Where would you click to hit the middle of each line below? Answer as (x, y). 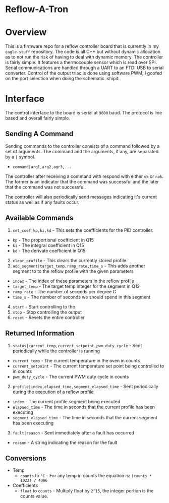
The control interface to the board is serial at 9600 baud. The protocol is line (84, 113)
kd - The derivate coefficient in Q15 (49, 250)
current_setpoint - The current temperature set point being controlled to (88, 366)
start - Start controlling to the (44, 306)
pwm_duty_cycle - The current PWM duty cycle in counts (71, 376)
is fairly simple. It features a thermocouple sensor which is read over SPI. (81, 62)
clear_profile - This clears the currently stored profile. (70, 260)
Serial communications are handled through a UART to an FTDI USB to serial (84, 68)
